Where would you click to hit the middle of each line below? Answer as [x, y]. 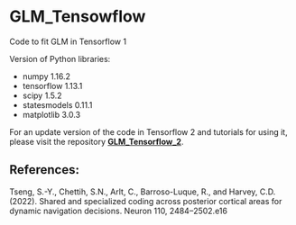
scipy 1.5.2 [42, 95]
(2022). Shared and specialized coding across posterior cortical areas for [146, 201]
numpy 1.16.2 [46, 76]
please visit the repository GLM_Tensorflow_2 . [97, 141]
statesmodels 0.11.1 [57, 104]
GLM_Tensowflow [78, 17]
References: [44, 170]
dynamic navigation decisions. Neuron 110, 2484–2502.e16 [119, 211]
